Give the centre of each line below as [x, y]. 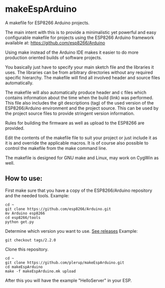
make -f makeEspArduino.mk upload [41, 271]
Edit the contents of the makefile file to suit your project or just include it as [81, 138]
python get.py [20, 222]
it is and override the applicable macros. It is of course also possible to [77, 143]
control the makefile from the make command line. [56, 148]
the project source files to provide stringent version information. [70, 113]
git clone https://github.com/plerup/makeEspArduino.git [65, 262]
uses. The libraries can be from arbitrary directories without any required [79, 72]
